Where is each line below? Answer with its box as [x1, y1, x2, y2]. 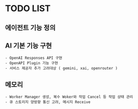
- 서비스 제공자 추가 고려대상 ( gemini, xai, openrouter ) [5, 66, 118, 71]
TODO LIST [5, 3, 51, 14]
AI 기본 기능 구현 [5, 41, 52, 50]
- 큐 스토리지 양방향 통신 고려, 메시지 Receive [5, 100, 91, 105]
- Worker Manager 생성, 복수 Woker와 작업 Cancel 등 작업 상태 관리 [5, 94, 134, 100]
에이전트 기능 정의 [5, 23, 56, 32]
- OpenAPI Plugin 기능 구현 [5, 61, 58, 66]
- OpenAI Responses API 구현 [5, 55, 63, 61]
